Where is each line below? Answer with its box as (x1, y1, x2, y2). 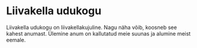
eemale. (6, 36, 26, 43)
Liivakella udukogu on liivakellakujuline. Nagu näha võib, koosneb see (6, 24, 177, 31)
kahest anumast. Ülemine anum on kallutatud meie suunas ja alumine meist (6, 30, 191, 37)
